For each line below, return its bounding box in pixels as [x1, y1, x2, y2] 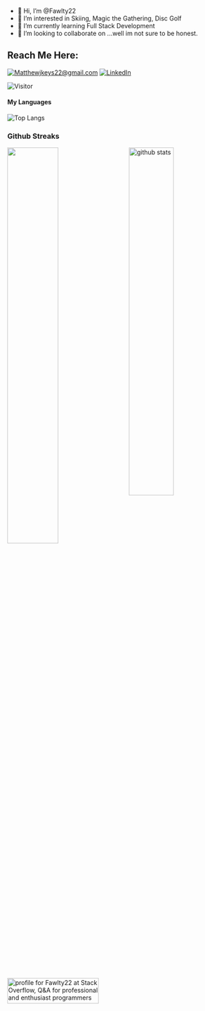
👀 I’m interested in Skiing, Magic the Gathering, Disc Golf [17, 14, 182, 23]
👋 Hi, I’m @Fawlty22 [17, 7, 77, 15]
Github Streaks [7, 131, 60, 141]
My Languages [7, 98, 52, 106]
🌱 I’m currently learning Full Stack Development [17, 22, 156, 30]
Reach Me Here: [7, 49, 79, 61]
